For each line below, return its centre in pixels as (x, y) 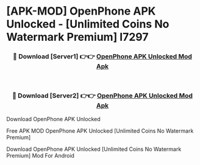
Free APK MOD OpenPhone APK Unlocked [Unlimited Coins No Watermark (100, 131)
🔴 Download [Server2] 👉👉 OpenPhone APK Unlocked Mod (102, 96)
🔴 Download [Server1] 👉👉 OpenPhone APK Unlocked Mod (102, 57)
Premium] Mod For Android (41, 155)
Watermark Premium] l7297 (77, 37)
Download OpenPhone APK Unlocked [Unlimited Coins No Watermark (94, 149)
